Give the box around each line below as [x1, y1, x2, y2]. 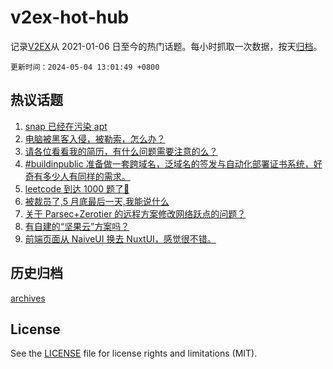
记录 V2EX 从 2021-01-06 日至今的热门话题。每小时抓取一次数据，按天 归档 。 [10, 40, 323, 52]
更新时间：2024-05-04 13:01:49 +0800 [10, 62, 160, 72]
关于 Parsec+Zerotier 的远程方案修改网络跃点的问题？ [24, 207, 247, 220]
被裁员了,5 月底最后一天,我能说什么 [24, 195, 170, 207]
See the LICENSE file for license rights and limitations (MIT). [10, 347, 258, 360]
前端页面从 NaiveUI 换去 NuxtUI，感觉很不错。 [24, 232, 217, 245]
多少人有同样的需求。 [42, 170, 131, 182]
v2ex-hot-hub [10, 6, 130, 29]
